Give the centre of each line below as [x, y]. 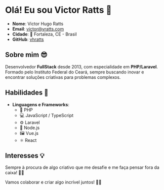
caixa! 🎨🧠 [15, 173]
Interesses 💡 [25, 155]
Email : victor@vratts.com [38, 29]
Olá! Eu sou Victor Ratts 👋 [59, 10]
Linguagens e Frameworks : [41, 104]
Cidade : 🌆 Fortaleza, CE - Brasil [44, 34]
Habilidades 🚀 [27, 93]
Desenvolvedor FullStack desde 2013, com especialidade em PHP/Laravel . [82, 66]
